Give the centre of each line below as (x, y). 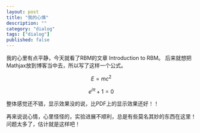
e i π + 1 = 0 (101, 91)
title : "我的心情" (28, 18)
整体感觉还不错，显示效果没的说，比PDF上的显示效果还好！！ (83, 104)
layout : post (23, 12)
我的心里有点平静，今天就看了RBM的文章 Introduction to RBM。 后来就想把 (99, 58)
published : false (28, 40)
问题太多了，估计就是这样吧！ (43, 124)
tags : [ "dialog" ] (28, 34)
